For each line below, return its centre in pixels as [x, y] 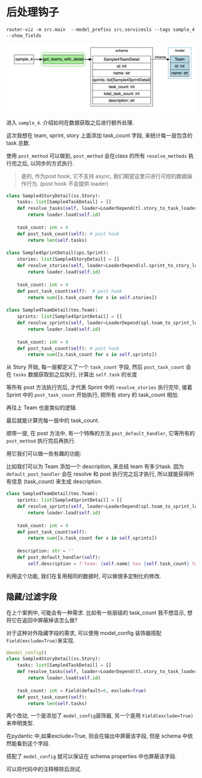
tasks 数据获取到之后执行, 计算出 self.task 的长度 [75, 375]
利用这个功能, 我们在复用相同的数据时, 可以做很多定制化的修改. [84, 576]
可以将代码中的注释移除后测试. [44, 769]
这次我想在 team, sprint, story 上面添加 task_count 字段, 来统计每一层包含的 [99, 135]
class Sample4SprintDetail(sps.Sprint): [58, 253]
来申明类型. [20, 723]
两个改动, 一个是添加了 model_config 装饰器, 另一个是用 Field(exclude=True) [100, 716]
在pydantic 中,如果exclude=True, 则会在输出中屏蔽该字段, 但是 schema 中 [97, 736]
